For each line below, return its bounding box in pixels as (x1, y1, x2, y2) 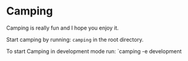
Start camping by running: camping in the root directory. (6, 36, 144, 43)
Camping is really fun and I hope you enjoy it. (6, 24, 119, 31)
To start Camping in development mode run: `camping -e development (6, 47, 182, 55)
